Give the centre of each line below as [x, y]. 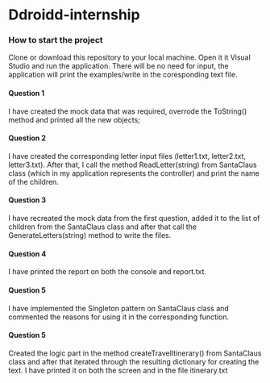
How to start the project [56, 40]
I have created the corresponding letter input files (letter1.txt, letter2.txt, [127, 156]
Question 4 [27, 254]
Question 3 [27, 200]
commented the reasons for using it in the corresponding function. [119, 317]
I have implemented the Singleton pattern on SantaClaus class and [119, 308]
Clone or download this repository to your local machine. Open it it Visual [130, 57]
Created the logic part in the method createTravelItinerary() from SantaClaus [135, 353]
